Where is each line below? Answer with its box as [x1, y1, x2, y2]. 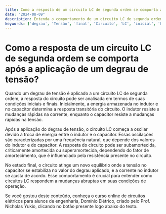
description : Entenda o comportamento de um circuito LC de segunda [5, 16, 149, 21]
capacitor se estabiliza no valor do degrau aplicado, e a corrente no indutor [5, 167, 159, 173]
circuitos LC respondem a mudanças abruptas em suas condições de [5, 178, 146, 184]
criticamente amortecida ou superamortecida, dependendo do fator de [5, 147, 149, 154]
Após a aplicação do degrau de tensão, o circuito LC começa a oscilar [5, 126, 148, 132]
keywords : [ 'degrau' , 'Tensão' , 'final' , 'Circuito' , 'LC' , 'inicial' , [5, 21, 156, 26]
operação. [5, 183, 26, 189]
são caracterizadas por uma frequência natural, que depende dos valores [5, 137, 155, 143]
